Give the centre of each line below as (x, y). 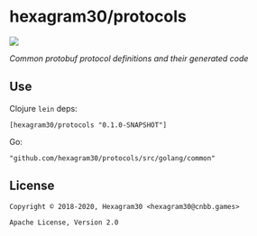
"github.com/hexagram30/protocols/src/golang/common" (113, 158)
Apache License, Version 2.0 (64, 222)
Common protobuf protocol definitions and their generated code (129, 58)
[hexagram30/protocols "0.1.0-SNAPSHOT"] (88, 125)
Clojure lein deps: (44, 108)
